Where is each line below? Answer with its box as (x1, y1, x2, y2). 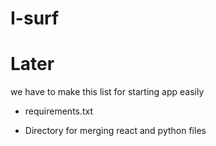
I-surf (10, 7, 60, 30)
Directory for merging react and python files (24, 125, 207, 137)
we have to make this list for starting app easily (10, 86, 205, 98)
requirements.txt (24, 105, 94, 117)
